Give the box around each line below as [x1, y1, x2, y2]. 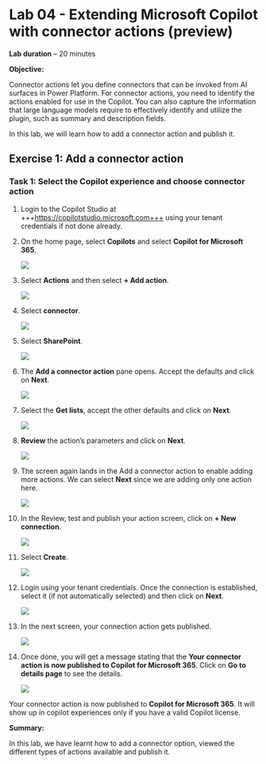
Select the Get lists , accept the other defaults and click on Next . [20, 405, 232, 415]
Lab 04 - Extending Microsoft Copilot [9, 6, 259, 24]
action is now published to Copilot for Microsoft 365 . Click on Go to [20, 660, 247, 670]
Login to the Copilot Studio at [20, 204, 117, 214]
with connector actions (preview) [9, 22, 233, 41]
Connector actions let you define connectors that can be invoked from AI [9, 80, 248, 89]
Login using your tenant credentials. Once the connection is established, [20, 582, 258, 592]
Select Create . [20, 552, 68, 562]
